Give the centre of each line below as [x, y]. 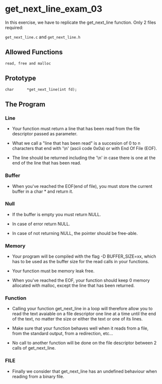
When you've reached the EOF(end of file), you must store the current [82, 186]
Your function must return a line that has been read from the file [76, 129]
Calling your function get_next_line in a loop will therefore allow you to [82, 309]
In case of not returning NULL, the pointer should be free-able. [75, 233]
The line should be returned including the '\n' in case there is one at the [84, 158]
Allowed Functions [34, 52]
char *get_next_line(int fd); [41, 89]
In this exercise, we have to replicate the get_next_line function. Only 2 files [81, 22]
